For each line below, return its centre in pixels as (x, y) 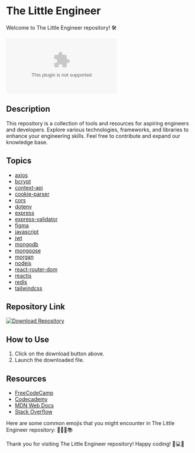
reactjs (23, 276)
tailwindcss (28, 288)
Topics (19, 161)
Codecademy (31, 399)
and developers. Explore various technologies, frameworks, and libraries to (97, 130)
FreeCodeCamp (34, 393)
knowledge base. (27, 142)
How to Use (28, 339)
